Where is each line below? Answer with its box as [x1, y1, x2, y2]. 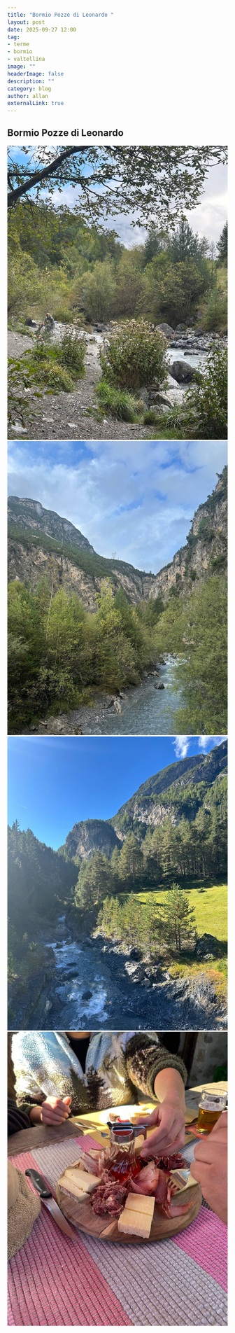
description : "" [7, 78, 55, 85]
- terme [7, 41, 30, 48]
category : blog [7, 85, 52, 92]
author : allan [7, 92, 49, 99]
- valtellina [7, 56, 45, 63]
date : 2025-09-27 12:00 [7, 26, 77, 33]
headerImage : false [7, 70, 64, 77]
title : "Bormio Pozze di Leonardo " [7, 11, 114, 18]
